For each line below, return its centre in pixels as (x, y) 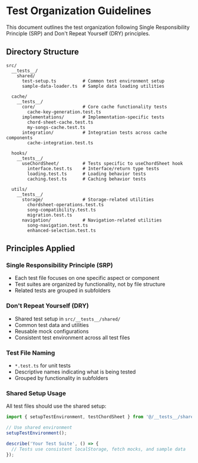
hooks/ (19, 153)
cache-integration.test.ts (60, 143)
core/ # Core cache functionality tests (94, 107)
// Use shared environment (39, 428)
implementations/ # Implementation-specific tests (93, 117)
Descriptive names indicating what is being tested (75, 372)
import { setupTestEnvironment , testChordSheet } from (75, 417)
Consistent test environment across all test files (72, 338)
